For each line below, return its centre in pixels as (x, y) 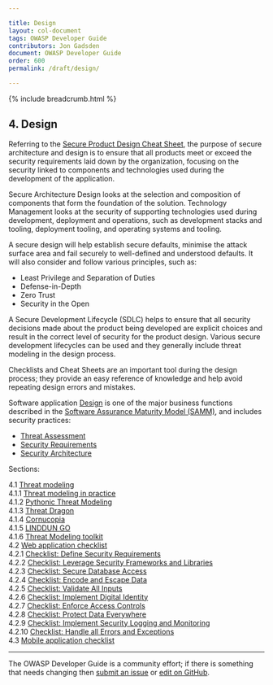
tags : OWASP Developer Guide (58, 38)
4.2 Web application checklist (58, 545)
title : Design (32, 23)
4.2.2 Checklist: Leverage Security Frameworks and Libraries (111, 562)
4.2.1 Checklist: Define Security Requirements (84, 553)
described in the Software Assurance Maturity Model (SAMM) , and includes (135, 411)
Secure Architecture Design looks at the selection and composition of (125, 194)
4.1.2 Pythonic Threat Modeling (60, 502)
